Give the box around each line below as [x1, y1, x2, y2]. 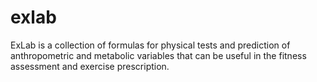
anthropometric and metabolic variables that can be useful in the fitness [10, 49, 307, 61]
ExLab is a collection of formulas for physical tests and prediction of [10, 39, 291, 51]
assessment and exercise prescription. [10, 60, 170, 72]
